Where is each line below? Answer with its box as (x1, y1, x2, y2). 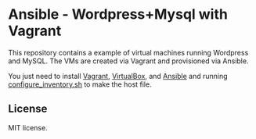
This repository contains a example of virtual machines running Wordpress (8, 48, 249, 57)
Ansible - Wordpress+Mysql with (8, 5, 229, 23)
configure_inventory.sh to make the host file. (8, 80, 152, 89)
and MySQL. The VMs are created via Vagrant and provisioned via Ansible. (8, 56, 249, 66)
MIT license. (8, 123, 49, 132)
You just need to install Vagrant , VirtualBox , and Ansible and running (8, 71, 229, 80)
